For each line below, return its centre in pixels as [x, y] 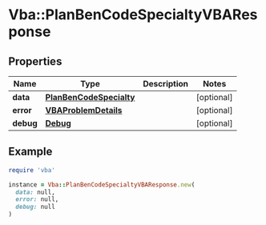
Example [30, 152]
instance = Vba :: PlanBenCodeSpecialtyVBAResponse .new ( [102, 185]
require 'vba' [32, 170]
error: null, [37, 199]
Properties [35, 61]
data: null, [36, 192]
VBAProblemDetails [84, 110]
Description [166, 84]
